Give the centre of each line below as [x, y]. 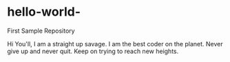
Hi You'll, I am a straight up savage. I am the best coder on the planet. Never [115, 44]
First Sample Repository [41, 31]
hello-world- [44, 12]
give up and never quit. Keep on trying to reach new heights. [93, 51]
